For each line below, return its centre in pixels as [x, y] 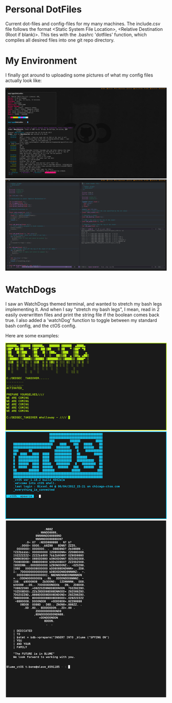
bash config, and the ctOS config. [41, 326]
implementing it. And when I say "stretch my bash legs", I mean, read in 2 [82, 309]
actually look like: [24, 80]
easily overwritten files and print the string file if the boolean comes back [82, 315]
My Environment [41, 61]
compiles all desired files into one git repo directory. [60, 40]
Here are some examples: [33, 335]
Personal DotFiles [44, 9]
